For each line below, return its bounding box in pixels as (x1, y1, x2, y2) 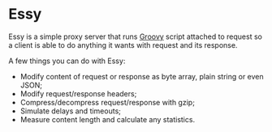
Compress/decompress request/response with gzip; (19, 97, 195, 107)
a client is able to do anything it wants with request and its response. (8, 40, 238, 49)
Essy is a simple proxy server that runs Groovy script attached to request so (8, 32, 262, 41)
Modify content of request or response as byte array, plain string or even (19, 71, 264, 81)
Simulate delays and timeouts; (19, 106, 122, 116)
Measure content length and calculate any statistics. (19, 114, 196, 124)
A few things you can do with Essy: (8, 56, 126, 66)
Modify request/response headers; (19, 88, 137, 98)
